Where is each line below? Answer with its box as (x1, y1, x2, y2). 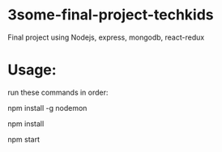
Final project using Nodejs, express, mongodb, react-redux (7, 32, 205, 42)
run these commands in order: (7, 87, 109, 97)
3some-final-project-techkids (7, 6, 214, 24)
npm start (7, 134, 41, 144)
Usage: (7, 61, 58, 79)
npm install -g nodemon (7, 103, 88, 112)
